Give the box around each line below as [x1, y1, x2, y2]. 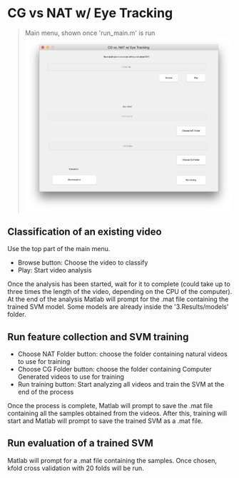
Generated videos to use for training [17, 372, 125, 381]
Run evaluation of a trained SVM [7, 437, 153, 449]
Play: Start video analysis [17, 266, 92, 275]
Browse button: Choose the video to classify [17, 258, 148, 267]
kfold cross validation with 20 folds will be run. [7, 464, 144, 472]
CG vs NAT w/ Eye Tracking [7, 5, 173, 21]
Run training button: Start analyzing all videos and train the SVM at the [17, 380, 225, 389]
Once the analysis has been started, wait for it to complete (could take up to [7, 280, 230, 288]
